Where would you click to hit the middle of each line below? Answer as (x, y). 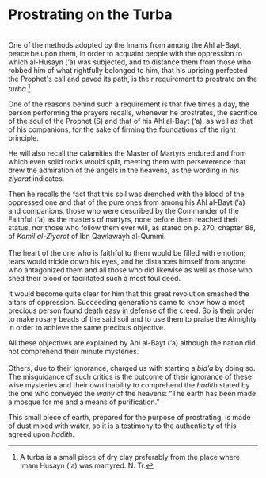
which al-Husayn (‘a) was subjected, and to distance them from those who (130, 62)
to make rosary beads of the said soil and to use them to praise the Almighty (133, 318)
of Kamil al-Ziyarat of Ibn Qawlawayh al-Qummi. (87, 236)
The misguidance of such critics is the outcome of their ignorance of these (130, 376)
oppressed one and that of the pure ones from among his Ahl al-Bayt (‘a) (127, 202)
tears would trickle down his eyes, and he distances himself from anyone (127, 261)
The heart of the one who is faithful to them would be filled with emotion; (127, 252)
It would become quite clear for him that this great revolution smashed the (129, 293)
